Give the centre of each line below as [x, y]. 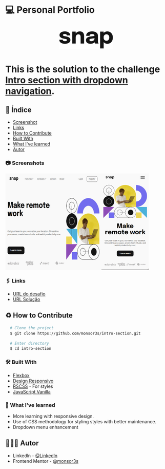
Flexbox [21, 375]
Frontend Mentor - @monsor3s [45, 461]
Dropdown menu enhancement [45, 427]
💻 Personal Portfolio [50, 10]
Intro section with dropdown [67, 80]
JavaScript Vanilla [32, 391]
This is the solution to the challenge [83, 69]
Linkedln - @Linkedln [35, 456]
